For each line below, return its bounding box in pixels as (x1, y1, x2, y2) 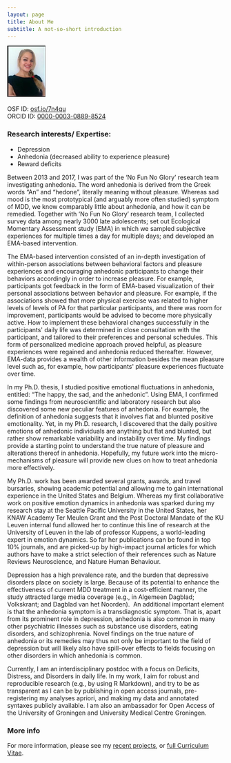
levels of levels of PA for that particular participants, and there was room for (7, 303, 223, 312)
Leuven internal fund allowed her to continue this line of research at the (7, 520, 210, 529)
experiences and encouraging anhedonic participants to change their (7, 267, 204, 275)
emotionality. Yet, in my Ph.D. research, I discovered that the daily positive (7, 419, 217, 427)
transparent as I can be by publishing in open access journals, (7, 686, 184, 695)
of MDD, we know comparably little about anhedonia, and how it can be (7, 202, 210, 210)
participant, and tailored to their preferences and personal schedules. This (7, 333, 219, 341)
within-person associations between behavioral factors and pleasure (7, 259, 202, 268)
